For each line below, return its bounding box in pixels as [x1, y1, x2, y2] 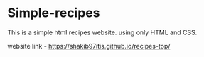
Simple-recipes [7, 5, 100, 21]
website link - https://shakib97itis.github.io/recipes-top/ [7, 42, 171, 50]
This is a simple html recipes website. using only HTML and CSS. [7, 28, 198, 37]
